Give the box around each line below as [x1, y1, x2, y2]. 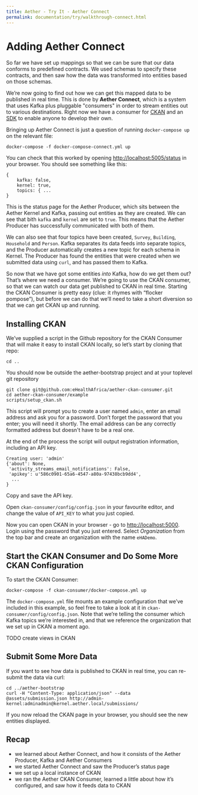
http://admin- [69, 695, 105, 701]
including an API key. [6, 444, 57, 451]
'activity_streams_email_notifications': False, [8, 466, 131, 472]
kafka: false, [17, 177, 51, 184]
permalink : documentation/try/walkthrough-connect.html [6, 14, 147, 20]
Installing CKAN [6, 319, 66, 329]
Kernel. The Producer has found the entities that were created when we [6, 252, 180, 259]
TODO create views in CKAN [6, 634, 76, 642]
